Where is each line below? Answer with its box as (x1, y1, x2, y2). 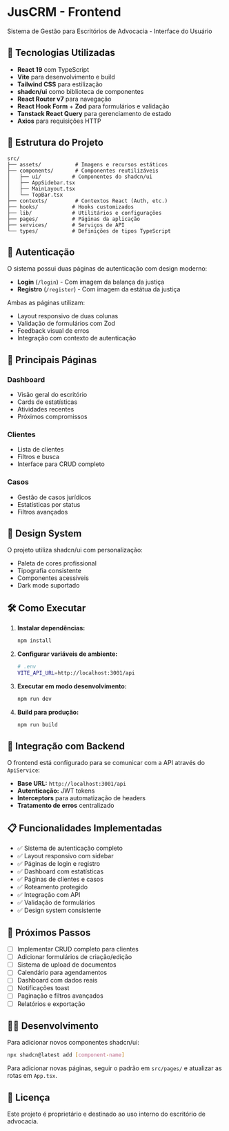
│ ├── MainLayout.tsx (7, 185, 76, 192)
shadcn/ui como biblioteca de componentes (17, 87, 144, 95)
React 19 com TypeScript (17, 65, 90, 73)
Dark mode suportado (17, 581, 80, 590)
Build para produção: (17, 708, 79, 716)
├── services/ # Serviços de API (7, 222, 126, 229)
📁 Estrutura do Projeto (7, 137, 103, 148)
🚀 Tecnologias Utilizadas (7, 47, 115, 59)
